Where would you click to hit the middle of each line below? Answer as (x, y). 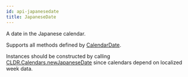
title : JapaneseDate (31, 17)
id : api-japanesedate (33, 11)
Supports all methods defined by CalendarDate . (64, 45)
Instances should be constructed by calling (58, 56)
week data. (20, 68)
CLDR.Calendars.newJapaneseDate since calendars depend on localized (94, 62)
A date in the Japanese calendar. (46, 33)
